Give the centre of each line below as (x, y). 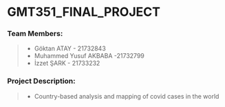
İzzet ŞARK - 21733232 (67, 64)
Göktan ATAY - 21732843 (70, 48)
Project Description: (41, 81)
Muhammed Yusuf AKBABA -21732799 (89, 56)
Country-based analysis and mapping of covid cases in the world (127, 96)
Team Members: (35, 34)
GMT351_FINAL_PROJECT (84, 12)
